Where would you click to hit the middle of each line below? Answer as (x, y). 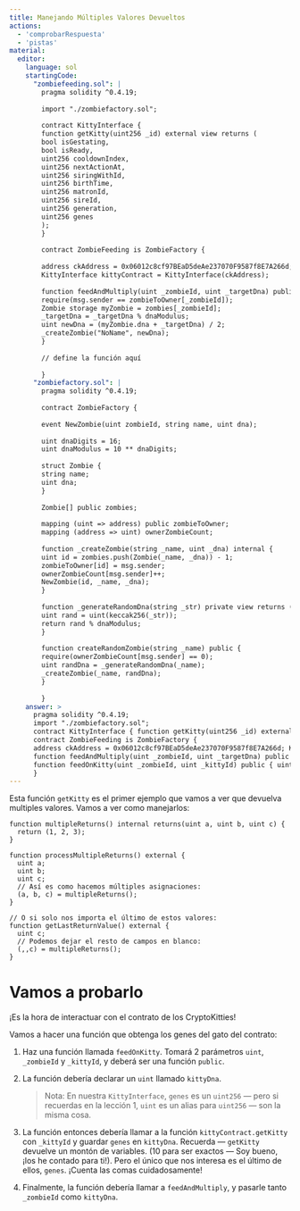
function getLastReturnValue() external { (89, 926)
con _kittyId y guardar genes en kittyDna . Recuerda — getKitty (141, 1142)
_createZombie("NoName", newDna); (105, 333)
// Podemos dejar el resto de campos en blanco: (109, 942)
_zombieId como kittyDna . (70, 1197)
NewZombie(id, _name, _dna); (96, 582)
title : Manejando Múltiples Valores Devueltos (97, 17)
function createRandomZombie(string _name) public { (142, 648)
